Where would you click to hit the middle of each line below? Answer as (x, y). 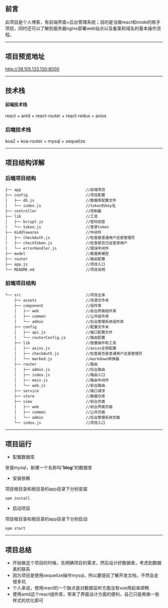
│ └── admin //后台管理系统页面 (67, 418)
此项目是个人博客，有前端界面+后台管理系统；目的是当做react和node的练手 (83, 22)
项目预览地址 (25, 57)
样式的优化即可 (28, 600)
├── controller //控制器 (53, 211)
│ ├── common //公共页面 (60, 412)
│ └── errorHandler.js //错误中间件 (57, 249)
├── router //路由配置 (55, 259)
